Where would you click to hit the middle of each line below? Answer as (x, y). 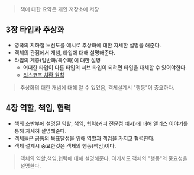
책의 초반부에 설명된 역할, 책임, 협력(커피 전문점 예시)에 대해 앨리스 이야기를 (101, 123)
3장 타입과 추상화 (35, 30)
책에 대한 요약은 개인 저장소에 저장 (59, 9)
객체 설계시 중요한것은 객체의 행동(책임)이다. (65, 145)
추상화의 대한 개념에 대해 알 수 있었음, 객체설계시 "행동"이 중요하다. (97, 87)
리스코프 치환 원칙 (43, 75)
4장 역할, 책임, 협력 (38, 108)
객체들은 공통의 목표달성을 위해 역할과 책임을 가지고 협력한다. (84, 138)
